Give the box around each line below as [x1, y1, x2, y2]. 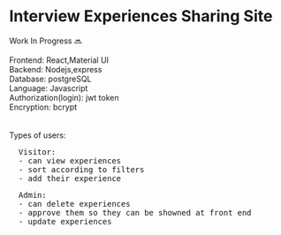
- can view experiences [18, 155, 122, 165]
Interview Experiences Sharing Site [9, 6, 273, 27]
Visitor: [18, 147, 57, 156]
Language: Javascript [9, 82, 88, 94]
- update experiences [18, 216, 112, 226]
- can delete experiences [18, 199, 131, 208]
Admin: [18, 190, 47, 200]
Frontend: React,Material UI [9, 55, 109, 65]
